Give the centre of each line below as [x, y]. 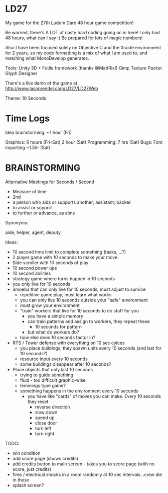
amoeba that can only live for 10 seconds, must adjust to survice [79, 289]
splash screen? [28, 485]
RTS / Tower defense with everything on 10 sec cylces [68, 343]
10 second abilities [32, 273]
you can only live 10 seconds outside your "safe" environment [84, 300]
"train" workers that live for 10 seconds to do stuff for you [79, 310]
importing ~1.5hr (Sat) [28, 147]
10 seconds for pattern [58, 326]
